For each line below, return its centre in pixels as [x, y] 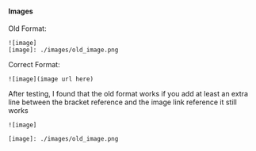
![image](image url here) [51, 79]
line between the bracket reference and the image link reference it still [123, 102]
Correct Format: [34, 65]
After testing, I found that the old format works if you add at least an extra [128, 94]
